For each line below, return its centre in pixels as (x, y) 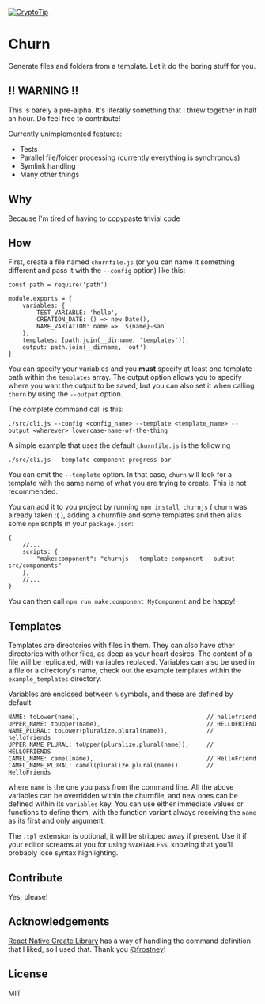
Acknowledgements (59, 922)
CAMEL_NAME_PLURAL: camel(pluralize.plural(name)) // (111, 766)
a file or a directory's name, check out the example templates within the (125, 671)
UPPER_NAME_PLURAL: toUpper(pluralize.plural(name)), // (111, 745)
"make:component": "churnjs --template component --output (136, 559)
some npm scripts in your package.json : (71, 524)
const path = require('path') (58, 285)
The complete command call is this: (66, 409)
